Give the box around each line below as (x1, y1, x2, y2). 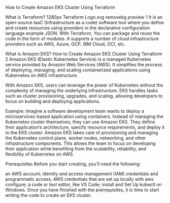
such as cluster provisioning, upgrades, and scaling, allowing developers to (5, 93, 163, 99)
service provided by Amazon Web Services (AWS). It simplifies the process (5, 62, 162, 67)
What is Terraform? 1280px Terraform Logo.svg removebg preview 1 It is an (5, 14, 163, 20)
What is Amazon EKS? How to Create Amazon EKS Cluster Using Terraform (5, 51, 162, 57)
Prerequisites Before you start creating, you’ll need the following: (5, 161, 141, 167)
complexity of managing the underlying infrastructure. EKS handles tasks (5, 88, 158, 93)
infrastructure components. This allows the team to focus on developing (5, 140, 156, 146)
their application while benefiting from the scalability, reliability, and (5, 146, 146, 151)
